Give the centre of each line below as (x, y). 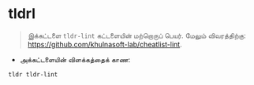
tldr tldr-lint (33, 74)
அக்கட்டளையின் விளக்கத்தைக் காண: (75, 59)
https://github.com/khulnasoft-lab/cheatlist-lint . (105, 44)
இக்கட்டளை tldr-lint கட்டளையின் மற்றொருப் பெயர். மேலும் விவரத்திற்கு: (136, 35)
